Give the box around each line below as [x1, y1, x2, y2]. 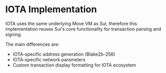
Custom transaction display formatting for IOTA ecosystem [12, 62, 136, 68]
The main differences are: [5, 41, 60, 47]
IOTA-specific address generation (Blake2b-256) [12, 51, 115, 57]
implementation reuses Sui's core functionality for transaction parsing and [5, 26, 161, 32]
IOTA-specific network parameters [12, 56, 86, 62]
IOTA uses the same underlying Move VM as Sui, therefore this [5, 20, 137, 27]
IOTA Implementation [5, 4, 97, 15]
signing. [5, 31, 22, 37]
